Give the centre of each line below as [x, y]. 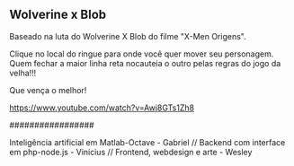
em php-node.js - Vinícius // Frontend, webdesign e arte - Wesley [131, 152]
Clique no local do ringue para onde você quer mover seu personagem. [142, 54]
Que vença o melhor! [48, 90]
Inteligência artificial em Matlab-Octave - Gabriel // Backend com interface [147, 142]
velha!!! [23, 73]
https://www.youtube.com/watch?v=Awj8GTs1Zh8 [102, 108]
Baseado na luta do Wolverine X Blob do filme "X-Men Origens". [128, 36]
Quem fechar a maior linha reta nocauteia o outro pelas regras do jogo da [145, 63]
